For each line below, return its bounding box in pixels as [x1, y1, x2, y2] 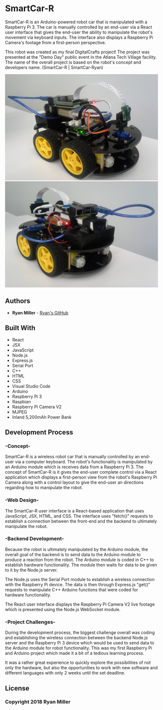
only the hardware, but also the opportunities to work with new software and [5, 665, 158, 671]
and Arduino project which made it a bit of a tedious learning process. [5, 650, 145, 656]
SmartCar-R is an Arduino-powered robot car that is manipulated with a [5, 19, 147, 25]
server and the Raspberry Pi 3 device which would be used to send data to [5, 640, 154, 646]
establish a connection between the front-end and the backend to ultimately [5, 518, 157, 524]
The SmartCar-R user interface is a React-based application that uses [5, 508, 145, 513]
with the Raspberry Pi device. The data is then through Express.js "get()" [5, 581, 150, 587]
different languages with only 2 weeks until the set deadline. [5, 670, 125, 676]
